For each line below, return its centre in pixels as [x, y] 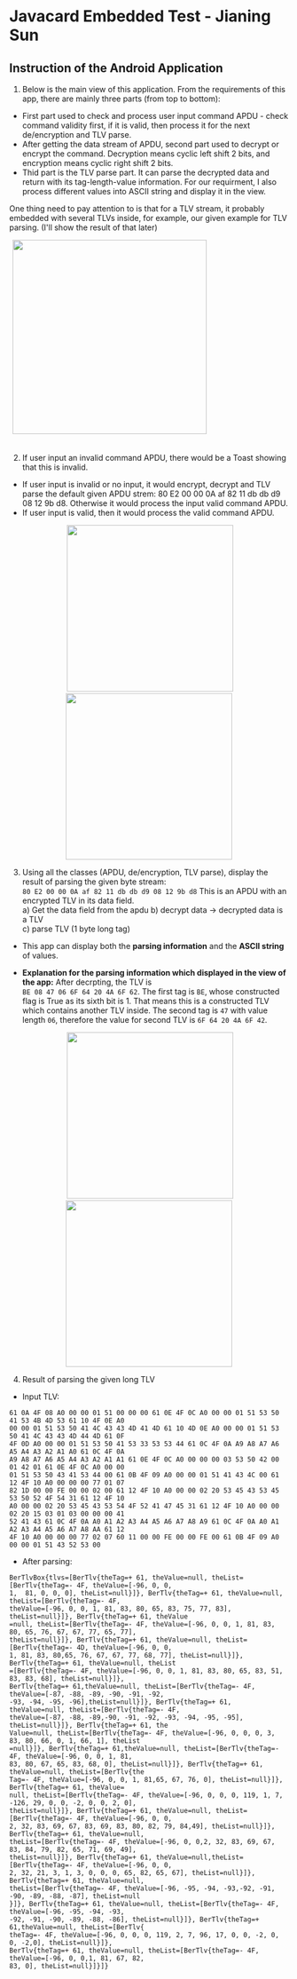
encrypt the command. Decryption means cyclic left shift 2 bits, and [146, 154]
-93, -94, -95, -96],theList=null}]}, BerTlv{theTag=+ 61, [121, 1702]
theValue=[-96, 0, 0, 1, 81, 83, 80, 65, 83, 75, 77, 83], [121, 1609]
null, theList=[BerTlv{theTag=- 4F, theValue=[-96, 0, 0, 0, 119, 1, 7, [146, 1795]
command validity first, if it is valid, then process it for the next [136, 125]
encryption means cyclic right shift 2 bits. [98, 163]
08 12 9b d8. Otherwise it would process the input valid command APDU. [155, 503]
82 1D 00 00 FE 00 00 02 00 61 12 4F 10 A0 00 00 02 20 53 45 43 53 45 [144, 1491]
